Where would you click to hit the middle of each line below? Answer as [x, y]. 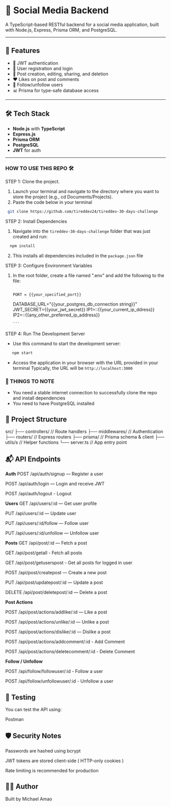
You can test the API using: [34, 710]
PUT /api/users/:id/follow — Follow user [47, 523]
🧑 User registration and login [42, 68]
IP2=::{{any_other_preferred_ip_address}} [56, 315]
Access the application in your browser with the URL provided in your [85, 363]
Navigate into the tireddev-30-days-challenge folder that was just [81, 231]
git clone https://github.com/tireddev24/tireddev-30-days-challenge [83, 211]
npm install [23, 246]
